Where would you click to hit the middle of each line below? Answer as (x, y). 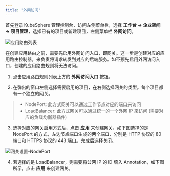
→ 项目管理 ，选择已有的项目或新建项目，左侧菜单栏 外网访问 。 (71, 31)
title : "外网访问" (23, 10)
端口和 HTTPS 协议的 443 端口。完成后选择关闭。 (64, 140)
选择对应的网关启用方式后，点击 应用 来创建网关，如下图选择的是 (80, 128)
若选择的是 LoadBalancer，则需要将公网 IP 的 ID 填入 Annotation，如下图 (88, 162)
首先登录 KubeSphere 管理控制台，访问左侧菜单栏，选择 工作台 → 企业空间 (83, 25)
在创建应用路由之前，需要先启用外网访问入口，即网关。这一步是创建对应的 (83, 53)
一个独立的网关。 (35, 93)
